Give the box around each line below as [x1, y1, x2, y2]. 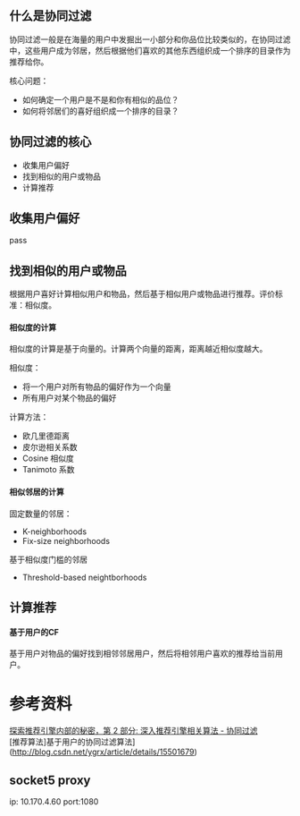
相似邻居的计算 [9, 487, 64, 497]
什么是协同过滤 [9, 8, 92, 24]
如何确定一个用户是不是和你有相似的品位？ [21, 94, 179, 105]
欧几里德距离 [21, 430, 70, 441]
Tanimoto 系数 [21, 464, 75, 475]
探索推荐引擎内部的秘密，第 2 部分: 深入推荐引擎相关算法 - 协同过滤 [9, 726, 258, 736]
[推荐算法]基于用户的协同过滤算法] [9, 736, 136, 747]
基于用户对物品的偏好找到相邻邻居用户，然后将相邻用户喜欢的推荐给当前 [9, 648, 275, 659]
